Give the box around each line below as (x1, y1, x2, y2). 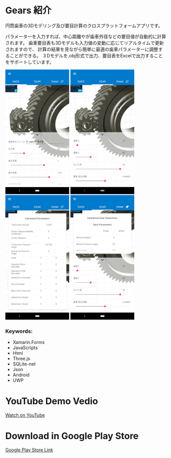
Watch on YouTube (5, 412, 45, 418)
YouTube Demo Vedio (5, 395, 99, 407)
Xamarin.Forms (12, 339, 45, 346)
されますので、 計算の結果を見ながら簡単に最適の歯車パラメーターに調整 (5, 46, 158, 52)
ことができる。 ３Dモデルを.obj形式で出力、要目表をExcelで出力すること (9, 52, 163, 59)
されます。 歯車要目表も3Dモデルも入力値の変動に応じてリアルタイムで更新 (5, 39, 164, 46)
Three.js (12, 356, 31, 362)
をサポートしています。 (5, 59, 55, 65)
